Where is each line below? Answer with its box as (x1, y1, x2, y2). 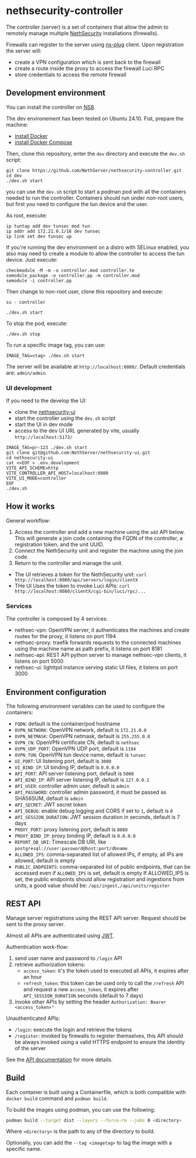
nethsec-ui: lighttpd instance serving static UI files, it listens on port (14, 664, 178, 671)
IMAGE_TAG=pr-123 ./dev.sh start (6, 445, 88, 451)
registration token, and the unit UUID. (14, 540, 104, 548)
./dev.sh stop (6, 331, 41, 337)
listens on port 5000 (14, 657, 64, 665)
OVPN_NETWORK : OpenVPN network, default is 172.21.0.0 (14, 726, 147, 733)
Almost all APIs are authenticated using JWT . (6, 932, 115, 939)
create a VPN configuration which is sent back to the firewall (14, 59, 161, 66)
